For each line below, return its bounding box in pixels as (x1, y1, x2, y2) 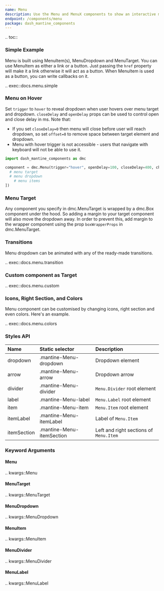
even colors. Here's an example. (5, 311, 70, 317)
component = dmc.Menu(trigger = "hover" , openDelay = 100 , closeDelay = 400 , (5, 165, 154, 170)
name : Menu (5, 7, 27, 12)
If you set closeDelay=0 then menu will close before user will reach (12, 126, 146, 132)
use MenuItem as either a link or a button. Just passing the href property (5, 63, 152, 68)
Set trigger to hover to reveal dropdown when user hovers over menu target (5, 106, 159, 112)
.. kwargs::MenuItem (5, 536, 46, 542)
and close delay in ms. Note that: (5, 116, 71, 122)
